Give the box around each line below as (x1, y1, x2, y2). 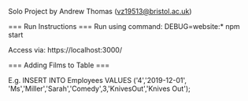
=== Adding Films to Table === (8, 60, 110, 70)
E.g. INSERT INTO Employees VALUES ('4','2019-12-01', (8, 76, 187, 85)
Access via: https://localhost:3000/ (8, 45, 123, 54)
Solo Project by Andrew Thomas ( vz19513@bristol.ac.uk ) (8, 7, 192, 16)
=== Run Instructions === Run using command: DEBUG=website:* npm (8, 22, 240, 31)
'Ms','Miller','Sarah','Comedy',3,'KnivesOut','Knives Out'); (8, 84, 191, 93)
